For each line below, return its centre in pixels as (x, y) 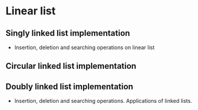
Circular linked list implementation (71, 66)
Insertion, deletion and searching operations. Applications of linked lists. (103, 101)
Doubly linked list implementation (69, 86)
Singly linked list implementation (68, 33)
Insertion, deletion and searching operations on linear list (84, 47)
